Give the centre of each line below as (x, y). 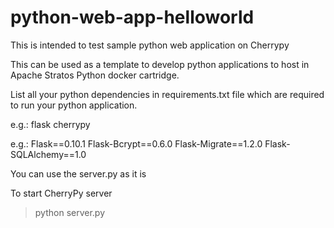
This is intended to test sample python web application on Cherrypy (150, 45)
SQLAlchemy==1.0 (48, 154)
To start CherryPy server (61, 193)
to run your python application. (74, 105)
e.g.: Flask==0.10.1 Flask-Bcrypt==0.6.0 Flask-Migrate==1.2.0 (136, 143)
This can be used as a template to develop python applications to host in (160, 64)
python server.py (70, 212)
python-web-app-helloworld (132, 17)
